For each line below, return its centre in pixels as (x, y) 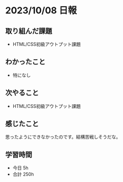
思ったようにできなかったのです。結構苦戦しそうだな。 (63, 137)
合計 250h (23, 174)
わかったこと (25, 62)
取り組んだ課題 (29, 31)
